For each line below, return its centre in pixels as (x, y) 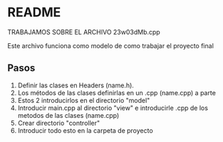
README (34, 12)
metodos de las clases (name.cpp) (68, 115)
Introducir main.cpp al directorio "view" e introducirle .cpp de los (113, 108)
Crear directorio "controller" (59, 123)
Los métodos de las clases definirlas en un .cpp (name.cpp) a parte (116, 92)
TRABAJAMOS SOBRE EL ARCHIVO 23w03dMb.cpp (84, 32)
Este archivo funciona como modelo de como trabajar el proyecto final (110, 45)
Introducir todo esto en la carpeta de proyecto (85, 130)
